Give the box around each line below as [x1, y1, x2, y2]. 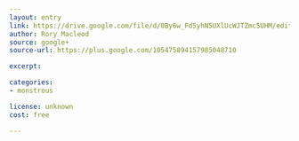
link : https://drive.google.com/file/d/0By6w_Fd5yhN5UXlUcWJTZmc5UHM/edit [9, 21, 293, 30]
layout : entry [9, 12, 62, 22]
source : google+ [9, 37, 69, 47]
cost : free [9, 110, 50, 120]
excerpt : [9, 62, 42, 71]
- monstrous [9, 86, 53, 95]
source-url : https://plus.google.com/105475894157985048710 [9, 46, 238, 55]
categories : [9, 78, 53, 87]
